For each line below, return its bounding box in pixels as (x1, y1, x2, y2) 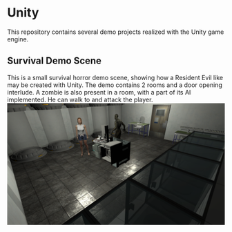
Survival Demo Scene (7, 55, 102, 67)
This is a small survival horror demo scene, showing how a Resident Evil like (7, 73, 223, 81)
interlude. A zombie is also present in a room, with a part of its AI (7, 88, 191, 96)
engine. (7, 35, 29, 43)
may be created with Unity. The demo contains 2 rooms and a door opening (7, 81, 222, 89)
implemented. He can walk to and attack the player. (7, 95, 153, 104)
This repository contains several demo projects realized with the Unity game (7, 28, 224, 36)
